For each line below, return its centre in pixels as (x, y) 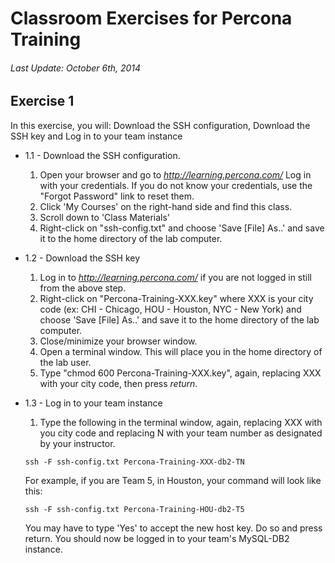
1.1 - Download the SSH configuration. (102, 155)
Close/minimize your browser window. (118, 341)
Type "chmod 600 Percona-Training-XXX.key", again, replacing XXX (180, 373)
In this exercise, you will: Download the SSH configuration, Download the (160, 125)
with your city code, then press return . (118, 383)
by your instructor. (77, 443)
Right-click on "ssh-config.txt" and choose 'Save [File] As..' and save (182, 228)
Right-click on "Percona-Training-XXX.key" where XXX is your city (176, 298)
